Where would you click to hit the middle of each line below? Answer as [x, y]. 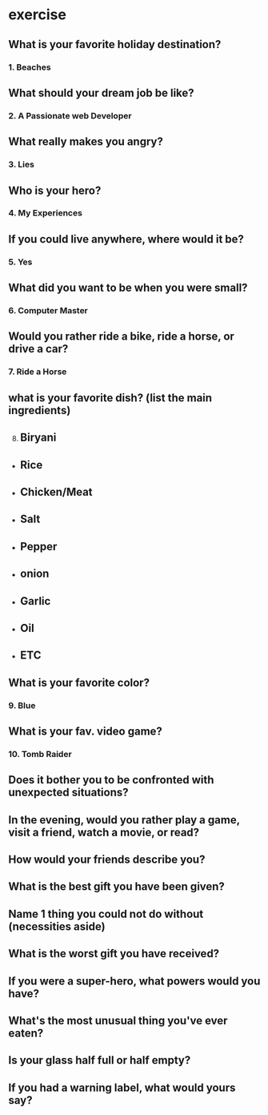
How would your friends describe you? [107, 860]
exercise [37, 15]
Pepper [38, 546]
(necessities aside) [57, 926]
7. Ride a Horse [38, 372]
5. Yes [20, 262]
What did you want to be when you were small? [128, 288]
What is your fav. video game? [85, 731]
